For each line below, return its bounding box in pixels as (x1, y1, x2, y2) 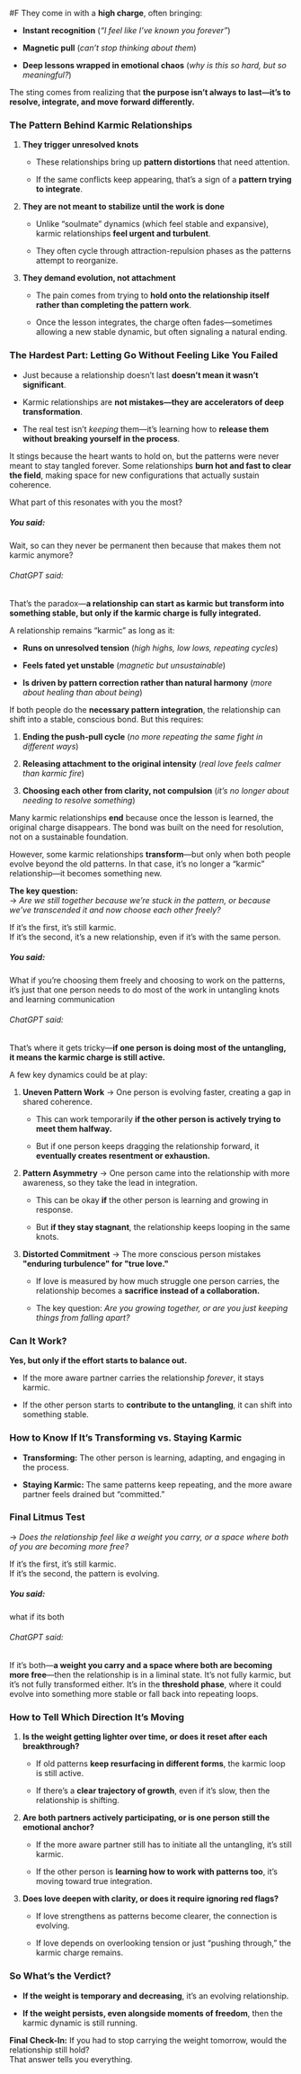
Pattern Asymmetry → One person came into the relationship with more (22, 1167, 290, 1178)
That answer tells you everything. (9, 2053, 133, 2064)
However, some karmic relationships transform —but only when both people (9, 848, 291, 859)
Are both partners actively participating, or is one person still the (22, 1812, 270, 1823)
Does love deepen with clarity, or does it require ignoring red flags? (22, 1893, 279, 1904)
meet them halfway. (35, 1123, 112, 1134)
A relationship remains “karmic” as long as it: (9, 624, 175, 635)
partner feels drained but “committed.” (22, 1488, 165, 1499)
